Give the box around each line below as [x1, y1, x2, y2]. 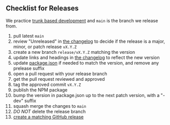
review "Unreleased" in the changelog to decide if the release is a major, [13, 38, 165, 44]
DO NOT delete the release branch [13, 108, 86, 114]
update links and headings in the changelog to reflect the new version [13, 54, 160, 60]
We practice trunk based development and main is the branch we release [6, 17, 158, 23]
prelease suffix [13, 65, 45, 71]
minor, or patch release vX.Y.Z [13, 43, 77, 50]
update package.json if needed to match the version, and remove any [13, 59, 159, 66]
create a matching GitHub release [13, 114, 84, 120]
